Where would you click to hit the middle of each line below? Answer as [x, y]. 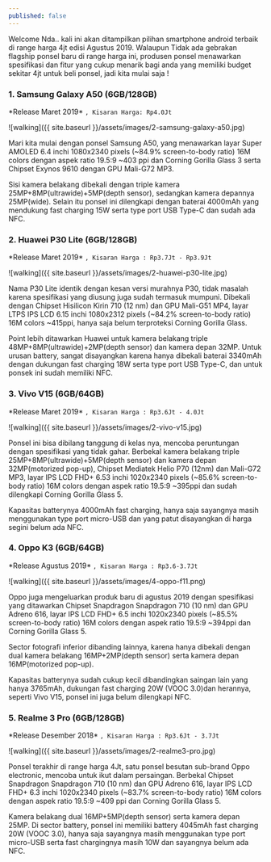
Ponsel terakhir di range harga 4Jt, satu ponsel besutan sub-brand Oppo [129, 767]
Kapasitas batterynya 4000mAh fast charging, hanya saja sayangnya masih [134, 510]
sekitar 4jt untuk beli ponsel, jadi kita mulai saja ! [89, 73]
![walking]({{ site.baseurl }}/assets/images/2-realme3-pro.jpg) [112, 751]
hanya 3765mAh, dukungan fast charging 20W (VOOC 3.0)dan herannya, [130, 688]
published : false [38, 16]
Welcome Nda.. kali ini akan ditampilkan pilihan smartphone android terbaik [133, 39]
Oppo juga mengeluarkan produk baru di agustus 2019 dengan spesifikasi [131, 597]
